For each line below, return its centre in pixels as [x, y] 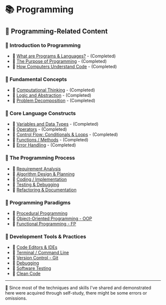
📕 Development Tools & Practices [46, 236]
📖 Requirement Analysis [36, 169]
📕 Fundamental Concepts [36, 79]
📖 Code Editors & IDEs [35, 247]
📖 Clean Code [26, 274]
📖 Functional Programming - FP [44, 224]
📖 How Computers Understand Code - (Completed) [64, 66]
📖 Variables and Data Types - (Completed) [55, 124]
